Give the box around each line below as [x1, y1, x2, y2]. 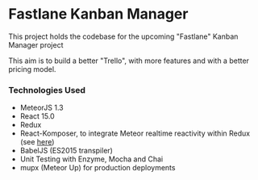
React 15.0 [19, 111, 55, 121]
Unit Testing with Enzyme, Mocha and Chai [19, 154, 164, 164]
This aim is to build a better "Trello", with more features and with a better [8, 56, 250, 65]
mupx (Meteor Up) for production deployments [19, 163, 176, 173]
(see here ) [19, 137, 55, 147]
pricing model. [8, 64, 56, 73]
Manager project [8, 40, 64, 49]
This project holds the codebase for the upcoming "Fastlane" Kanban [8, 31, 239, 41]
